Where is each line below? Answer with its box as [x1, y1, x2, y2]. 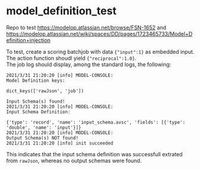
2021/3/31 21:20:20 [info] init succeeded [6, 140, 113, 146]
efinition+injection [6, 36, 51, 44]
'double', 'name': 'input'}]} [6, 124, 82, 131]
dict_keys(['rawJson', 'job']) [6, 88, 84, 94]
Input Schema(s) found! [6, 98, 66, 104]
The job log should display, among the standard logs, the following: [6, 61, 171, 68]
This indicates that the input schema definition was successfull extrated [6, 150, 183, 157]
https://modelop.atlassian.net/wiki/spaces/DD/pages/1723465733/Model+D [6, 30, 193, 37]
